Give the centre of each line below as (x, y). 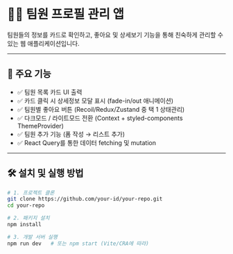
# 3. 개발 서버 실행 (32, 237)
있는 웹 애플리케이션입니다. (43, 43)
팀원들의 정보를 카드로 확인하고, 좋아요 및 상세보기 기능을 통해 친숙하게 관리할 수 (115, 35)
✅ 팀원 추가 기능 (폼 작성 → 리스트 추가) (71, 134)
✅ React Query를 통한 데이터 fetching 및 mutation (86, 142)
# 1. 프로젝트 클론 (31, 193)
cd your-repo (26, 205)
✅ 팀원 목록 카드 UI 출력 (50, 92)
